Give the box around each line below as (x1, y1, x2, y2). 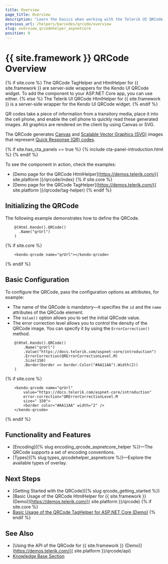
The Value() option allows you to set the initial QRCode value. (12, 315, 141, 321)
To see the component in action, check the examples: (5, 161, 116, 167)
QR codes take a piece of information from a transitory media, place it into (5, 111, 158, 117)
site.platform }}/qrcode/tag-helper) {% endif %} (12, 187, 112, 193)
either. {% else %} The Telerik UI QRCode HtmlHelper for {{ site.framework (5, 96, 161, 102)
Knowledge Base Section (12, 553, 65, 559)
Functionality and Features (5, 430, 91, 439)
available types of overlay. (12, 460, 67, 466)
